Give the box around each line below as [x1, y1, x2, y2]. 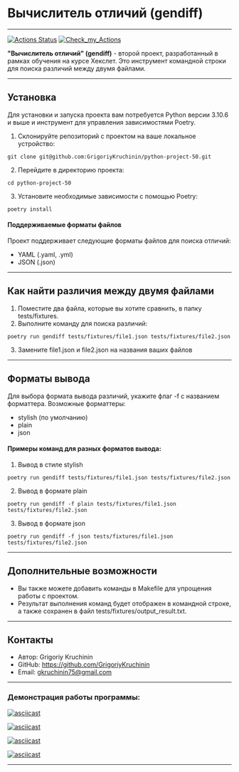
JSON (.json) [17, 258, 55, 266]
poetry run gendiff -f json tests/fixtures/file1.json [7, 533, 174, 540]
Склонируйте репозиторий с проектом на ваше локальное [17, 132, 196, 140]
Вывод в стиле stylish [17, 460, 83, 469]
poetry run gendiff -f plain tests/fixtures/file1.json [7, 500, 176, 507]
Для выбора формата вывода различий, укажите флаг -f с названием [7, 392, 220, 400]
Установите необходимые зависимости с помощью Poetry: [17, 192, 198, 200]
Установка [7, 91, 57, 104]
